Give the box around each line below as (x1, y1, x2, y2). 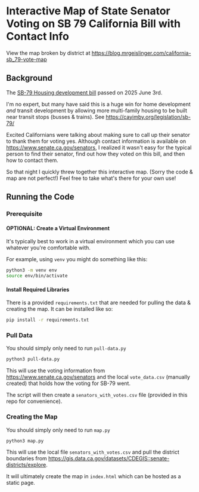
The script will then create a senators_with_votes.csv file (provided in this (6, 392, 188, 399)
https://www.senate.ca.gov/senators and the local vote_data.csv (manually (6, 374, 191, 381)
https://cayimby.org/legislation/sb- (105, 113, 191, 120)
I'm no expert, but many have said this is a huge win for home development (6, 100, 191, 108)
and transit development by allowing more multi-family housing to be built (6, 106, 188, 114)
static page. (6, 479, 36, 487)
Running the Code (6, 192, 74, 202)
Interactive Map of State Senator (6, 4, 171, 18)
